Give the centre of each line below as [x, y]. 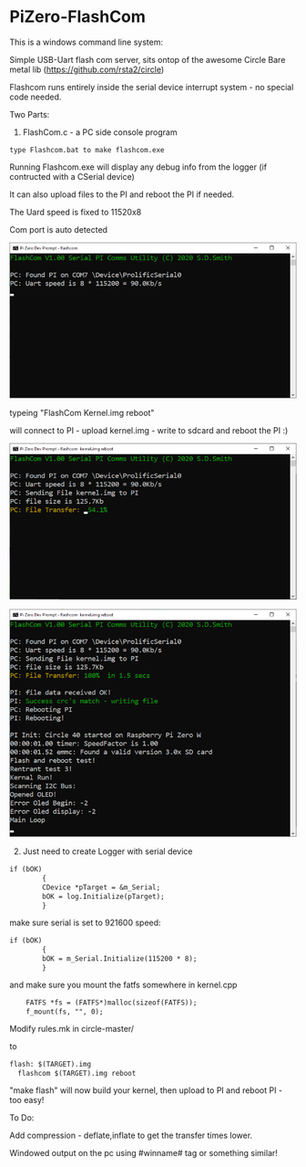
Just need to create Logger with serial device [107, 851]
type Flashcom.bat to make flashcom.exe [87, 150]
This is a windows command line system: [87, 42]
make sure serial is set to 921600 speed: [85, 922]
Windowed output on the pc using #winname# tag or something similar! [143, 1153]
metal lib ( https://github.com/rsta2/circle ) [87, 69]
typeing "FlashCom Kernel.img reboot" [82, 413]
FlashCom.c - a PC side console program [100, 132]
